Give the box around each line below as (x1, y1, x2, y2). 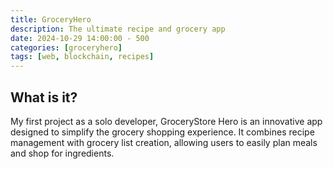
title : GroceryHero (10, 14, 92, 25)
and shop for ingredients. (10, 147, 115, 159)
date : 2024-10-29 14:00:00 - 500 (10, 33, 150, 43)
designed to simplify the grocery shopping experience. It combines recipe (10, 126, 315, 138)
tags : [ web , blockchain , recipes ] (10, 52, 155, 62)
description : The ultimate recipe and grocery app (10, 24, 226, 34)
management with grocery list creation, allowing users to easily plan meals (10, 136, 318, 148)
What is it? (10, 89, 78, 106)
